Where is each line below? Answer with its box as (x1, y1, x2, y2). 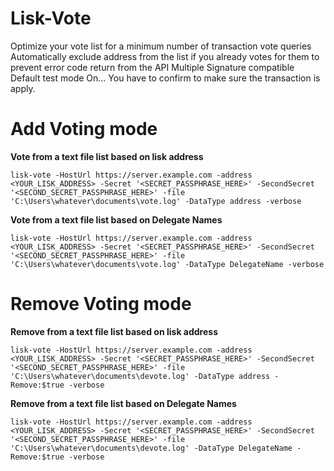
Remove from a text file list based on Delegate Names (10, 397, 237, 409)
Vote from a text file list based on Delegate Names (10, 213, 223, 226)
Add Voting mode (10, 118, 158, 141)
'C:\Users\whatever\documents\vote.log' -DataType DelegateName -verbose (10, 259, 325, 269)
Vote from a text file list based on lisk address (10, 150, 204, 162)
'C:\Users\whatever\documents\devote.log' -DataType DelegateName (10, 443, 293, 453)
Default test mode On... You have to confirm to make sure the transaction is (10, 72, 321, 84)
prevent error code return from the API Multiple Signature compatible (10, 61, 295, 73)
